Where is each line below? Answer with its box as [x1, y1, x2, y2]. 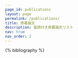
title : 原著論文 [5, 20, 35, 26]
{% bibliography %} [5, 47, 45, 53]
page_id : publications [5, 7, 51, 12]
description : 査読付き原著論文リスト [5, 25, 74, 30]
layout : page [5, 12, 32, 16]
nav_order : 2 [5, 34, 32, 39]
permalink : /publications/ [5, 16, 60, 21]
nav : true [5, 29, 25, 34]
